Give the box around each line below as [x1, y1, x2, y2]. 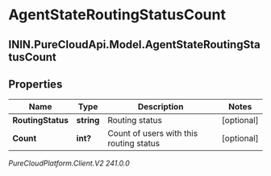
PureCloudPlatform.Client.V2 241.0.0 [8, 158, 131, 168]
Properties [8, 77, 63, 91]
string [76, 115, 100, 126]
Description [137, 101, 184, 113]
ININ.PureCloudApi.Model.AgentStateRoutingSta [8, 38, 261, 51]
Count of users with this [107, 128, 198, 139]
